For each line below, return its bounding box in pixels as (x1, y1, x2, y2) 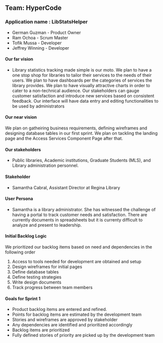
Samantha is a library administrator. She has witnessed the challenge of (12, 206, 156, 212)
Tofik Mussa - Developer (12, 40, 62, 46)
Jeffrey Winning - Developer (12, 45, 70, 51)
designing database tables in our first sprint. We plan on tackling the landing (5, 130, 158, 136)
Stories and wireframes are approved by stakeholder (12, 317, 118, 323)
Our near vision (5, 114, 37, 120)
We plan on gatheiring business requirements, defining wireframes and (5, 125, 147, 131)
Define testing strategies (12, 274, 62, 280)
